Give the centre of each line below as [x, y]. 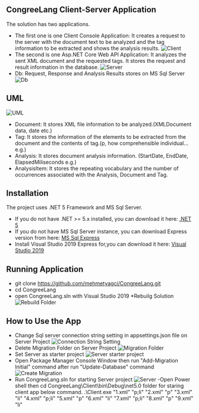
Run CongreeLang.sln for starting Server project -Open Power [102, 380]
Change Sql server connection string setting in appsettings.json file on [101, 335]
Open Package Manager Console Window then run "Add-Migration [96, 361]
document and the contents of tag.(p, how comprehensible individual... [102, 143]
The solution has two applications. [48, 24]
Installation [27, 193]
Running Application [45, 269]
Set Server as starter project [49, 354]
